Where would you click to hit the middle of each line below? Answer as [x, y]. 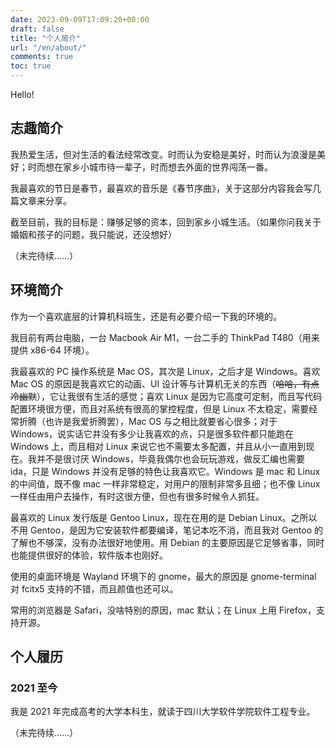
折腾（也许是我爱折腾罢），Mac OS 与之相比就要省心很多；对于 [148, 421]
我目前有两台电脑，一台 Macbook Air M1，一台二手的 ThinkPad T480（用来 [165, 337]
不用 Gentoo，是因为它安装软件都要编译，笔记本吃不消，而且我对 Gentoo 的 [167, 530]
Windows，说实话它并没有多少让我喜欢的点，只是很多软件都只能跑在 [152, 433]
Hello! [22, 94]
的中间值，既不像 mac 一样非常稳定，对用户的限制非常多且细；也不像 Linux [165, 483]
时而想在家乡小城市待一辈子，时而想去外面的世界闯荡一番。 [150, 167]
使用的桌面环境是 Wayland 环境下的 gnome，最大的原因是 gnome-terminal [163, 576]
